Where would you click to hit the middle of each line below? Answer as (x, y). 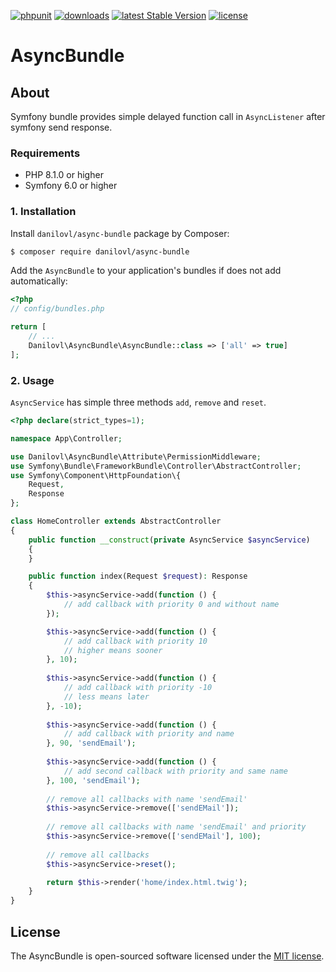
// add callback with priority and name (149, 734)
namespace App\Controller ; (66, 438)
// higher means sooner (113, 650)
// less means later (106, 696)
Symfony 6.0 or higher (71, 186)
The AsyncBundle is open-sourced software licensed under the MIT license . (167, 956)
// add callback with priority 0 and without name (171, 605)
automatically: (39, 281)
